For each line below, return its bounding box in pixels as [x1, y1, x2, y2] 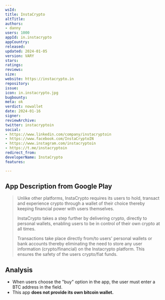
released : [5, 44, 26, 49]
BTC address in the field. [12, 284, 63, 290]
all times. [17, 226, 36, 232]
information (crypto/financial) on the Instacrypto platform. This [17, 246, 145, 252]
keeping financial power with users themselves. [17, 206, 115, 212]
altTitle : [5, 16, 26, 21]
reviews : [5, 67, 23, 72]
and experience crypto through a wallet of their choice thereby [17, 200, 145, 206]
